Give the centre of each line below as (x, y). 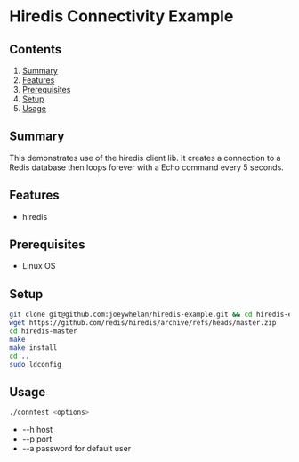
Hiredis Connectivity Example (121, 16)
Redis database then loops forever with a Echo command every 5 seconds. (147, 167)
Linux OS (39, 266)
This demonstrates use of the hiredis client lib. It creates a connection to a (145, 158)
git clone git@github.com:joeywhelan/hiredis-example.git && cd (131, 315)
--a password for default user (77, 449)
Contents (36, 49)
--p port (37, 439)
